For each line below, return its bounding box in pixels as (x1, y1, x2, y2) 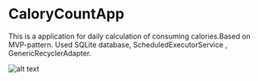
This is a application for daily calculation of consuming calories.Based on (8, 31, 252, 41)
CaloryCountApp (8, 5, 125, 23)
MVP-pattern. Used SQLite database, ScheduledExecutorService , (8, 39, 228, 49)
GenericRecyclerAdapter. (8, 48, 92, 58)
